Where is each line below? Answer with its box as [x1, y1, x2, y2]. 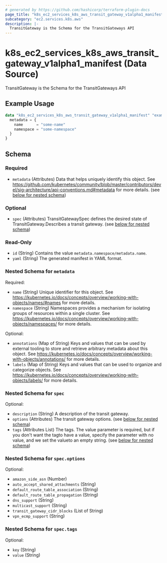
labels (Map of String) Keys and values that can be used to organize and [12, 361, 162, 367]
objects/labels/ [12, 377, 43, 383]
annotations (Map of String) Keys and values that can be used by [12, 340, 146, 346]
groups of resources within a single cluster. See [12, 310, 110, 316]
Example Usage [5, 99, 55, 108]
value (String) [12, 552, 41, 558]
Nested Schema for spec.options [5, 455, 85, 462]
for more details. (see [116, 187, 160, 193]
